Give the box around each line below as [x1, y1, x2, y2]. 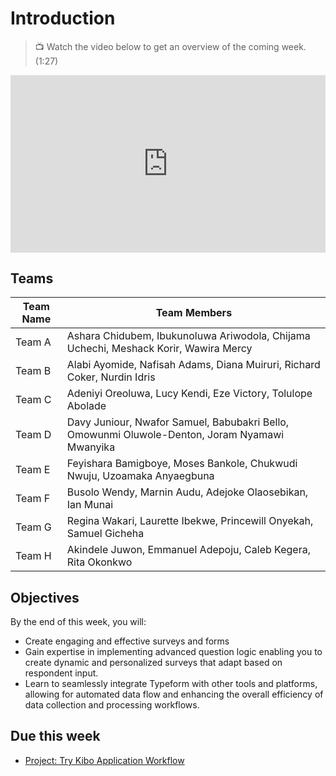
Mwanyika [66, 440, 116, 454]
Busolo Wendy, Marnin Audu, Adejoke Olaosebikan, [66, 485, 309, 499]
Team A [15, 335, 52, 349]
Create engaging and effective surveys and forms [24, 635, 230, 647]
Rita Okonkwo [66, 555, 133, 569]
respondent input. [24, 667, 99, 679]
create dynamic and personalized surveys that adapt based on [24, 657, 283, 669]
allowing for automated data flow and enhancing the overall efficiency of [24, 688, 324, 701]
